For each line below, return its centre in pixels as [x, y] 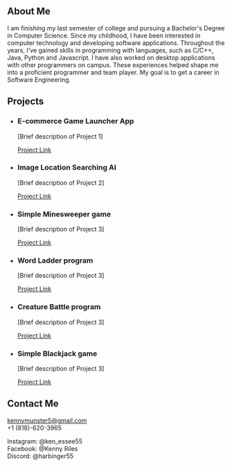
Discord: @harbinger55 [41, 456]
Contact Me [33, 404]
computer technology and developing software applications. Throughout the [116, 43]
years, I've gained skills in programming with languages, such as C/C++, [110, 50]
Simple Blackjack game [57, 353]
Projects [26, 102]
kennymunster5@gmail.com [47, 420]
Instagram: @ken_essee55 [45, 441]
